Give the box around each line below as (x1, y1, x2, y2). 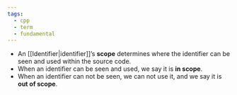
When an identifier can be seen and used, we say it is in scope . (17, 65, 203, 73)
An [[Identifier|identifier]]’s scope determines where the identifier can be (17, 50, 231, 58)
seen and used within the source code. (17, 57, 132, 66)
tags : (7, 10, 23, 18)
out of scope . (17, 79, 58, 89)
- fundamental (13, 30, 55, 38)
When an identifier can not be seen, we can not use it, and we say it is (17, 72, 222, 81)
